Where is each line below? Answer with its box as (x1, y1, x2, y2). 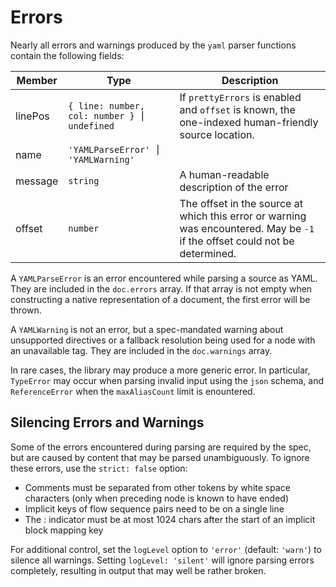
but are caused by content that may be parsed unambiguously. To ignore (10, 451, 310, 463)
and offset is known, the (179, 102, 296, 116)
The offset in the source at (179, 196, 303, 210)
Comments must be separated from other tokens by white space (24, 481, 291, 493)
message (15, 174, 59, 188)
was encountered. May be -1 (179, 221, 315, 235)
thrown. (10, 304, 42, 316)
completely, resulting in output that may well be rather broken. (10, 564, 267, 576)
